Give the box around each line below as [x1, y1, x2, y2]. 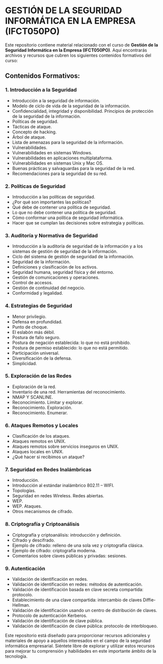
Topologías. [12, 488, 36, 493]
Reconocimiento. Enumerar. [12, 410, 68, 416]
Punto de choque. [12, 324, 48, 330]
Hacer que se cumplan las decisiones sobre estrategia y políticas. [12, 220, 145, 225]
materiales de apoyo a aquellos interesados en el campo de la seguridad [5, 638, 151, 643]
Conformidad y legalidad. [12, 290, 63, 296]
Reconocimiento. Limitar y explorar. [12, 399, 83, 405]
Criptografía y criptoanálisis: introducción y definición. [12, 532, 122, 538]
